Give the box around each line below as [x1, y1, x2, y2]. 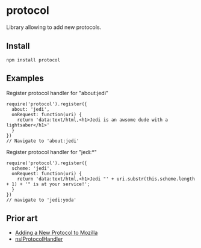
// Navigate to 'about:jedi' [6, 138, 79, 144]
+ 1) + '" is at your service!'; [6, 181, 90, 187]
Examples [6, 73, 44, 84]
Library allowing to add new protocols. [6, 23, 102, 31]
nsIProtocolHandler [14, 235, 63, 243]
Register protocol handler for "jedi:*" [6, 148, 97, 155]
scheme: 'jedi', [11, 165, 52, 172]
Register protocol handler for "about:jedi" [6, 89, 109, 96]
